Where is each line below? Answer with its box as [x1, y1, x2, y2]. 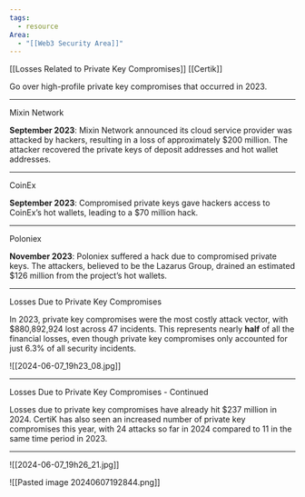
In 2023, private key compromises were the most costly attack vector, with [9, 314, 289, 325]
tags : [9, 13, 30, 23]
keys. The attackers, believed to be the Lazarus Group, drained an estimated [9, 261, 295, 272]
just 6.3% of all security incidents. [9, 343, 137, 354]
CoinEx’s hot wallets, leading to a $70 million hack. [9, 207, 199, 218]
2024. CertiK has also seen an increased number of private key [9, 414, 246, 425]
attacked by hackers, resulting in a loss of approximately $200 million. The [9, 134, 289, 145]
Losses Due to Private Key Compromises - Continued [9, 387, 209, 398]
